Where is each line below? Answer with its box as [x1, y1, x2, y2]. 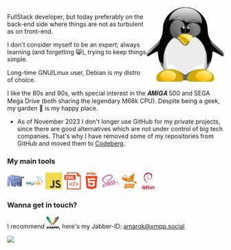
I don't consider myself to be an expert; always [7, 41, 140, 49]
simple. [7, 55, 28, 63]
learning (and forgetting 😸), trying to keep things [7, 48, 146, 56]
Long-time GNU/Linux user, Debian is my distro [7, 69, 141, 76]
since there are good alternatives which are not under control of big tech [16, 125, 223, 133]
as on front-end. [7, 27, 54, 35]
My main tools [7, 156, 56, 166]
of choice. [7, 76, 36, 84]
